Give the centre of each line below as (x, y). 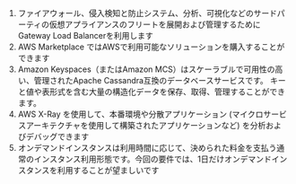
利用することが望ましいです (108, 170)
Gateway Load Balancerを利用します (86, 35)
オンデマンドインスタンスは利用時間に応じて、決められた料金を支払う (147, 148)
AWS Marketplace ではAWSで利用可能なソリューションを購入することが (151, 47)
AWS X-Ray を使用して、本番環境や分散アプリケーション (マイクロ (140, 114)
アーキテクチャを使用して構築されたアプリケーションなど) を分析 (146, 125)
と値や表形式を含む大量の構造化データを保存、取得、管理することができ (151, 92)
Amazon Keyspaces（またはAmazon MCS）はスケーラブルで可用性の (146, 69)
